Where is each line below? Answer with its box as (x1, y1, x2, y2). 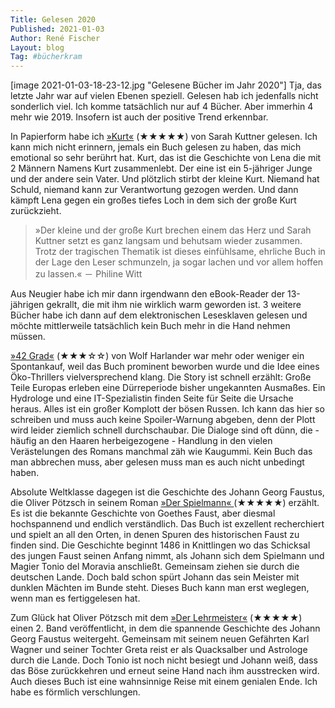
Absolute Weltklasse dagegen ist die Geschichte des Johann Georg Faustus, (10, 486, 325, 498)
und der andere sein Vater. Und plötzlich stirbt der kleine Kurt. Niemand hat (10, 173, 320, 185)
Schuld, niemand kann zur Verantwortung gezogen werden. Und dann (10, 184, 299, 196)
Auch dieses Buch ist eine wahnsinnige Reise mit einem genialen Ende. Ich (10, 676, 318, 688)
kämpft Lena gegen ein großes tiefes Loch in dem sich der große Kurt (10, 194, 297, 206)
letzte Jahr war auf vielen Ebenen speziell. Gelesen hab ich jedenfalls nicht (10, 90, 319, 102)
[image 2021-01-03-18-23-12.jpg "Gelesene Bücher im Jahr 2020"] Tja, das (10, 79, 322, 91)
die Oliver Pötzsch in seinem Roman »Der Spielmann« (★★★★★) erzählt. (10, 497, 320, 509)
